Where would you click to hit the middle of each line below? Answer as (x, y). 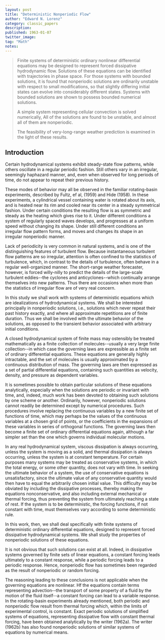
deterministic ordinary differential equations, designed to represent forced (80, 530)
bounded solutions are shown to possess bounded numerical (79, 97)
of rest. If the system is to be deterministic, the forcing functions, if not (77, 504)
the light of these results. (42, 137)
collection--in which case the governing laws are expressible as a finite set (81, 349)
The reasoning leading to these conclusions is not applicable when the (77, 580)
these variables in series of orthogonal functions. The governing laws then (80, 427)
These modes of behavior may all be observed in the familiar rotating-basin (81, 190)
